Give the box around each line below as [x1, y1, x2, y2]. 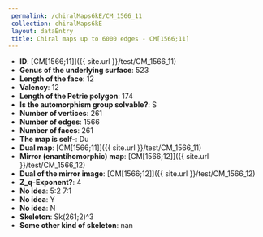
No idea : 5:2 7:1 [19, 186, 72, 196]
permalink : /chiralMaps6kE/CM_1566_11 [11, 11, 143, 20]
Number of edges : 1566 [19, 117, 101, 127]
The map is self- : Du [19, 135, 89, 144]
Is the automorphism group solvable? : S [19, 100, 157, 110]
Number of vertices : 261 [19, 109, 103, 118]
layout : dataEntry [11, 27, 74, 35]
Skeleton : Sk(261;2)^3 [19, 212, 94, 222]
